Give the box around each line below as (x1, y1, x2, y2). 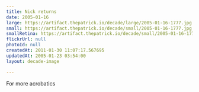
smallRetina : (6, 31, 38, 37)
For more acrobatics (6, 80, 56, 87)
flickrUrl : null (6, 36, 46, 42)
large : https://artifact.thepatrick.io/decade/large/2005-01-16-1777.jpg (6, 20, 192, 26)
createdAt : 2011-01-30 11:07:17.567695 (6, 47, 105, 53)
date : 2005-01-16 (6, 14, 49, 20)
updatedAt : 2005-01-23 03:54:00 (6, 53, 86, 59)
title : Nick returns (6, 8, 57, 15)
